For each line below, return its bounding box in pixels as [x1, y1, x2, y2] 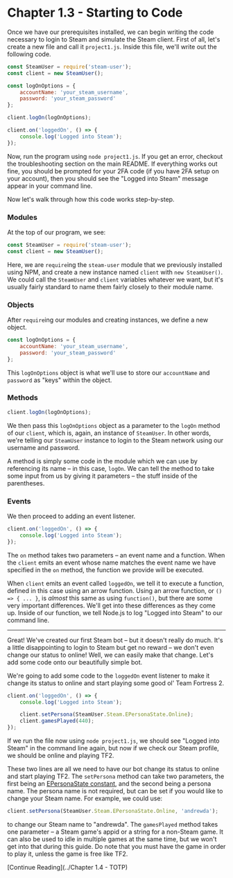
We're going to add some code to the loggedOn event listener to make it [7, 671, 210, 680]
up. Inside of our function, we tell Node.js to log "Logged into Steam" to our [7, 608, 223, 617]
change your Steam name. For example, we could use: [7, 794, 163, 802]
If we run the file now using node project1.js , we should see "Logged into [7, 737, 220, 745]
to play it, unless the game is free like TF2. [7, 850, 128, 858]
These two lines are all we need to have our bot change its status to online [7, 765, 220, 773]
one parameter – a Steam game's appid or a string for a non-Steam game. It [7, 827, 224, 836]
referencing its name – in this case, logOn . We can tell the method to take [7, 464, 215, 472]
